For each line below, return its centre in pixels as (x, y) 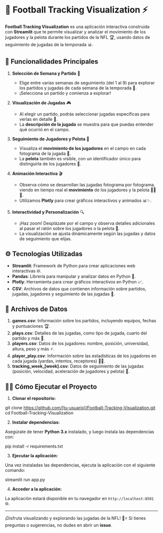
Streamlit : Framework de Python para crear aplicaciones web (74, 266)
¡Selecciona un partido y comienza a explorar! (65, 93)
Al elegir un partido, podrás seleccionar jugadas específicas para (84, 114)
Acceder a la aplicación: (37, 489)
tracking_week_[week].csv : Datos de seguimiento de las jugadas (78, 366)
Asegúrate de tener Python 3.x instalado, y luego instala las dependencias (80, 432)
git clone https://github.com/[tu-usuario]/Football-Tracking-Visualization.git (80, 408)
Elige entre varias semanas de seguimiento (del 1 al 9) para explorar (87, 83)
